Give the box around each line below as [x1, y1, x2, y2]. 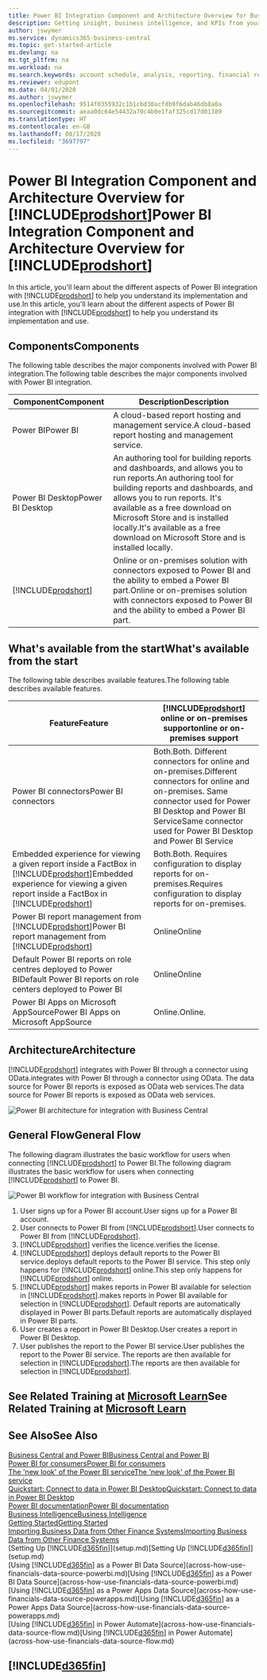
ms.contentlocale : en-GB [8, 123, 91, 131]
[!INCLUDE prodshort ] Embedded [12, 868, 133, 879]
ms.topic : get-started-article [8, 41, 112, 49]
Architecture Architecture [8, 1043, 137, 1057]
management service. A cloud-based [112, 419, 251, 431]
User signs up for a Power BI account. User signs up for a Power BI [19, 1206, 238, 1215]
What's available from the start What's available [8, 641, 250, 655]
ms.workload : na [8, 64, 62, 72]
